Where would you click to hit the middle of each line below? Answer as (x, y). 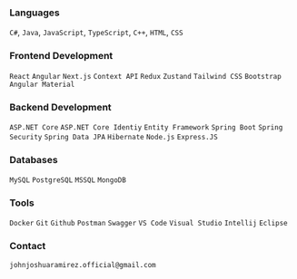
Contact (28, 246)
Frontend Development (61, 56)
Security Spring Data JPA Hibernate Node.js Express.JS (114, 137)
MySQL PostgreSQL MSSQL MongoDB (68, 180)
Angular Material (42, 84)
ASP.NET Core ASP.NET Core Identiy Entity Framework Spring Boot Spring (146, 127)
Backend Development (60, 107)
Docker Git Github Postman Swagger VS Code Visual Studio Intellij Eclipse (148, 224)
